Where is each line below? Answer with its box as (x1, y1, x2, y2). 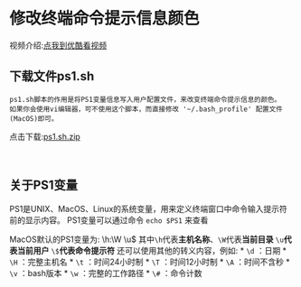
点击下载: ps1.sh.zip (9, 131, 81, 142)
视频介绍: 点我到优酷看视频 (9, 40, 108, 51)
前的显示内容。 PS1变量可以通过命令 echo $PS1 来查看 (9, 214, 209, 226)
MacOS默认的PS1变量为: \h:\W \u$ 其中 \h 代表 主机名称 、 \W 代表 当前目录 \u (9, 234, 285, 245)
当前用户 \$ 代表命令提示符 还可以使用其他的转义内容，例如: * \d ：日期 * (16, 245, 287, 255)
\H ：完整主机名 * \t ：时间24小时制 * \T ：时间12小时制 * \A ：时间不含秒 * (9, 256, 291, 267)
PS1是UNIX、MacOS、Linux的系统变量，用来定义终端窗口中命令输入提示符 (9, 203, 287, 214)
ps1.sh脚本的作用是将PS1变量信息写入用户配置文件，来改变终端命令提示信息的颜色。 (9, 95, 282, 104)
